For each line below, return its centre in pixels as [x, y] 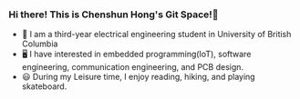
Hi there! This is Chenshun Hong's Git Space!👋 [114, 15]
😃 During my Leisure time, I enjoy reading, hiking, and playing [139, 77]
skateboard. [44, 86]
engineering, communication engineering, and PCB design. [132, 67]
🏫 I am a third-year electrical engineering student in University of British [156, 35]
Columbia [40, 44]
